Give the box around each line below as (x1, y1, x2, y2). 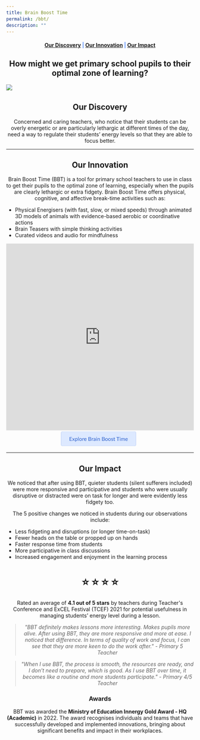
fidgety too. (86, 499, 114, 505)
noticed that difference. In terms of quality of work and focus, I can (24, 636, 190, 643)
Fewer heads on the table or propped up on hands (14, 534, 138, 541)
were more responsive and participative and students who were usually (12, 486, 187, 493)
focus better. (84, 137, 116, 144)
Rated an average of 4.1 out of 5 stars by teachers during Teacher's (17, 599, 183, 606)
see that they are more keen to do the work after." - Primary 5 (32, 643, 183, 650)
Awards (88, 694, 112, 702)
